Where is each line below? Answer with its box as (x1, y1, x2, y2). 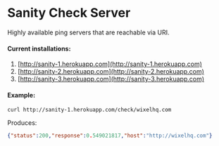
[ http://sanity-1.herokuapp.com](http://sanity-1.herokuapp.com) (17, 60, 203, 68)
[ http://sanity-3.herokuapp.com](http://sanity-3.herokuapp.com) (17, 75, 205, 84)
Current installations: (7, 44, 71, 53)
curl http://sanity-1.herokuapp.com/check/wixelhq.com (7, 107, 172, 114)
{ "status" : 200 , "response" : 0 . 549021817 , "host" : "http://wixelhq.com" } (7, 132, 213, 140)
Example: (7, 91, 36, 99)
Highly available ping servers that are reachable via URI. (7, 28, 170, 36)
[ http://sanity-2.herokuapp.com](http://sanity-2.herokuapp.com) (17, 67, 204, 76)
